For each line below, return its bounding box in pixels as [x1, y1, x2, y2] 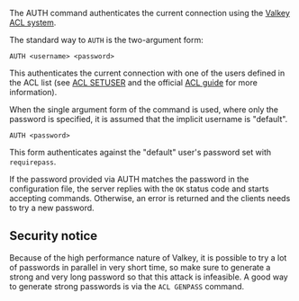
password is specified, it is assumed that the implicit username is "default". [9, 114, 288, 124]
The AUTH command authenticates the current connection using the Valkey [9, 8, 291, 18]
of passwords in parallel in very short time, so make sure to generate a [9, 261, 271, 272]
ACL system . [9, 17, 57, 28]
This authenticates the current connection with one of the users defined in [9, 67, 285, 78]
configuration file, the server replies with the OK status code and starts [9, 183, 269, 194]
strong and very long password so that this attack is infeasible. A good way [9, 271, 288, 282]
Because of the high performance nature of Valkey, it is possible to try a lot [9, 252, 287, 263]
